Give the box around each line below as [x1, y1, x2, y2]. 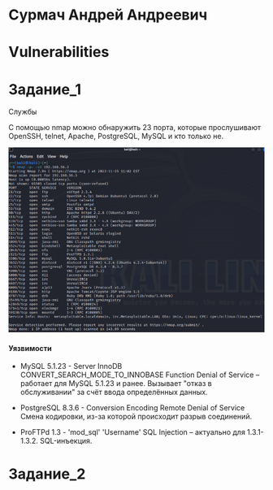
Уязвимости [8, 343, 53, 353]
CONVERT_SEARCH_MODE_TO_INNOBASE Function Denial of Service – [19, 370, 260, 379]
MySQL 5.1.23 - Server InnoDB [19, 362, 123, 371]
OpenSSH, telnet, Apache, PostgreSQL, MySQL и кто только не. [8, 132, 224, 141]
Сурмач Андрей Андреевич [8, 6, 208, 24]
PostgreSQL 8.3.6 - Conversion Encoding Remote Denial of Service [19, 403, 245, 413]
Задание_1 [8, 80, 81, 98]
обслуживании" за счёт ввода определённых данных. [19, 388, 209, 397]
